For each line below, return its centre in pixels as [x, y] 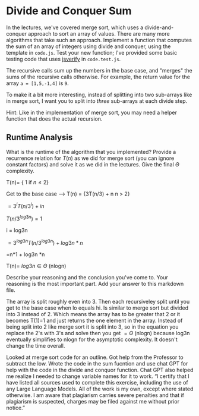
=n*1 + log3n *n [26, 254]
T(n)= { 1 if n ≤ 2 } [28, 182]
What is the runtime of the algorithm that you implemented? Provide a [91, 152]
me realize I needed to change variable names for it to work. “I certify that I [98, 376]
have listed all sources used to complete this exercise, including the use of [97, 382]
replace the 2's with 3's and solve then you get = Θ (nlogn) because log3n [98, 333]
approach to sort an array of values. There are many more [99, 33]
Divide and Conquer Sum [69, 11]
